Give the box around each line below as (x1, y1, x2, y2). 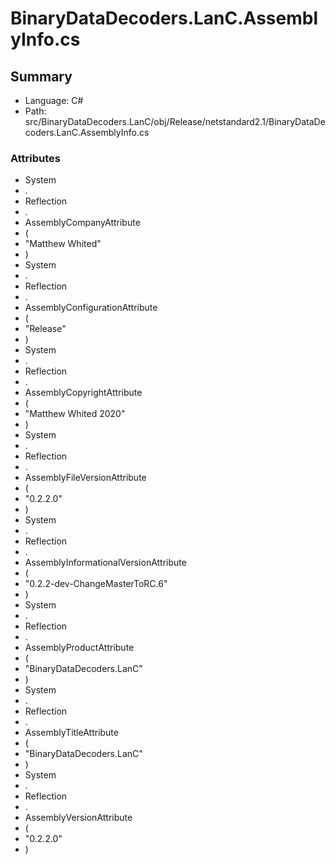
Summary (10, 68, 73, 85)
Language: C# (24, 95, 84, 106)
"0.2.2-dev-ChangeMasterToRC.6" (24, 578, 168, 590)
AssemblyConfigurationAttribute (24, 302, 158, 314)
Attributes (10, 151, 61, 165)
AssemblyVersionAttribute (24, 812, 133, 824)
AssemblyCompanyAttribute (24, 217, 141, 229)
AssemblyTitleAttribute (24, 727, 119, 739)
